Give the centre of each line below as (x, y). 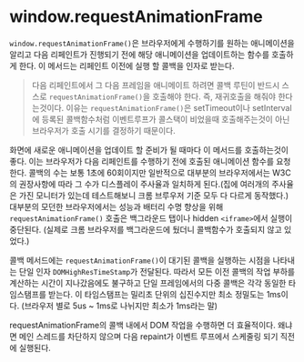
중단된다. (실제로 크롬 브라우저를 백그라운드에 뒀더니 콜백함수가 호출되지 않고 (146, 229)
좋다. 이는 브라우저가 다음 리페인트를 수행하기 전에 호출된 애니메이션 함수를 (142, 161)
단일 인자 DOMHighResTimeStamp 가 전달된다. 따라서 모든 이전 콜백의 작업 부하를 (157, 271)
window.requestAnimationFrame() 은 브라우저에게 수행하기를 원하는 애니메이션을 (152, 43)
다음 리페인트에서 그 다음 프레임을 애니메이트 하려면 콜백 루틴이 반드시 (156, 85)
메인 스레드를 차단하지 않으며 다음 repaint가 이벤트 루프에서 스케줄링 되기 (148, 336)
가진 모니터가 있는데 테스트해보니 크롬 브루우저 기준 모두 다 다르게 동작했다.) (154, 195)
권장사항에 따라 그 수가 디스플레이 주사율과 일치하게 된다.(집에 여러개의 (144, 184)
